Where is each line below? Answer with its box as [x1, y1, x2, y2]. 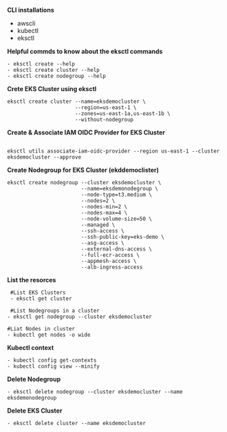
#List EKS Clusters [10, 289, 67, 296]
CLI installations [7, 6, 54, 14]
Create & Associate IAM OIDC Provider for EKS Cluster [7, 128, 165, 137]
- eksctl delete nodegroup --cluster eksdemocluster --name [7, 389, 184, 395]
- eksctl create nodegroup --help [7, 72, 107, 79]
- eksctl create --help [7, 61, 76, 68]
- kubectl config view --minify [7, 363, 100, 370]
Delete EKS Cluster [7, 406, 63, 415]
